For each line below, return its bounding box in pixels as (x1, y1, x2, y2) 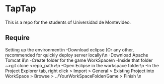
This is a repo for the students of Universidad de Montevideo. (5, 19, 131, 25)
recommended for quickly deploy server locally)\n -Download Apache (5, 52, 149, 58)
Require (5, 34, 30, 42)
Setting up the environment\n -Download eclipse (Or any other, (5, 46, 134, 52)
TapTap (5, 3, 36, 14)
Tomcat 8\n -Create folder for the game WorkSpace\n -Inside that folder (5, 57, 153, 63)
